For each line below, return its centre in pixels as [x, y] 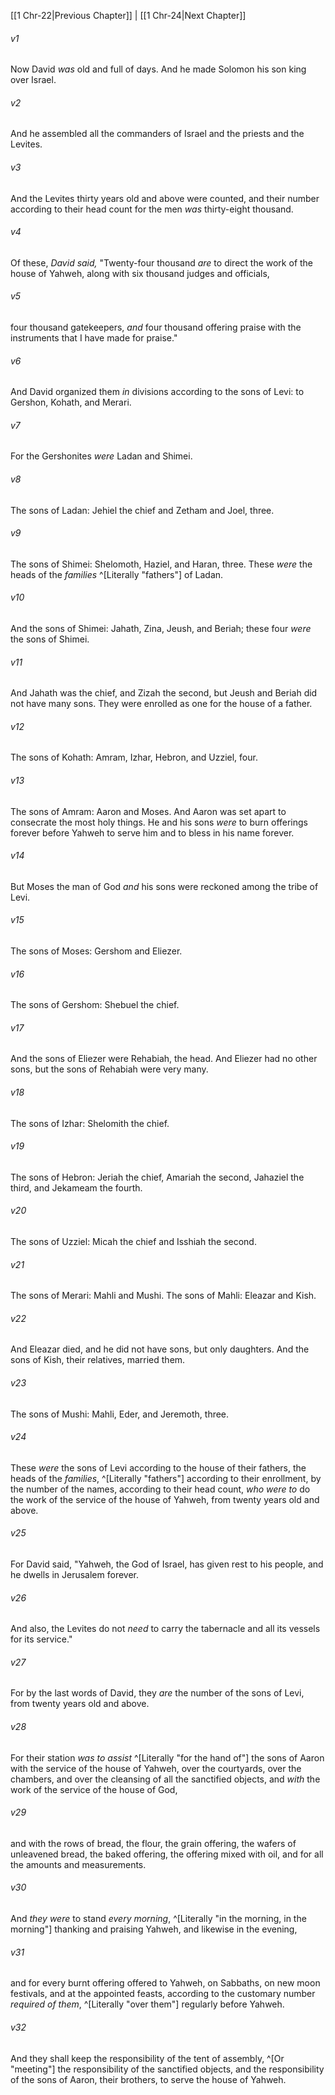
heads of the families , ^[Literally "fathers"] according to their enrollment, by [166, 1478]
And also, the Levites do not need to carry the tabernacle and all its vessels [165, 1629]
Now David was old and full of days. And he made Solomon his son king [158, 69]
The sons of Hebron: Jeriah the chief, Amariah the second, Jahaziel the [157, 1177]
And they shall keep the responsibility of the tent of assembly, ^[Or [147, 2058]
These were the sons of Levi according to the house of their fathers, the [158, 1467]
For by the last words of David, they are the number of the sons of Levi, [157, 1693]
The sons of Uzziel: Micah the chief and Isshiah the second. [133, 1242]
